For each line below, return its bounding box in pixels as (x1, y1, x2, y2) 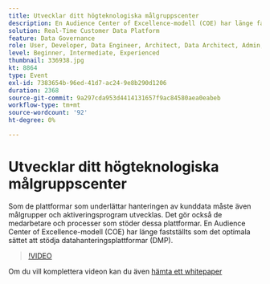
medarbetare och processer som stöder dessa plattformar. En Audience (8, 218, 247, 228)
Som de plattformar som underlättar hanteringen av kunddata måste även (8, 201, 252, 211)
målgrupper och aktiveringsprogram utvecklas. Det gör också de (8, 209, 223, 219)
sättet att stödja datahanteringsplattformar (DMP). (8, 235, 174, 245)
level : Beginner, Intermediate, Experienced (8, 49, 160, 57)
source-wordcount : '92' (8, 109, 88, 117)
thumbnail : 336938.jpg (8, 57, 84, 65)
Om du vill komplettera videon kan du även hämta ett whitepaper (8, 266, 223, 276)
